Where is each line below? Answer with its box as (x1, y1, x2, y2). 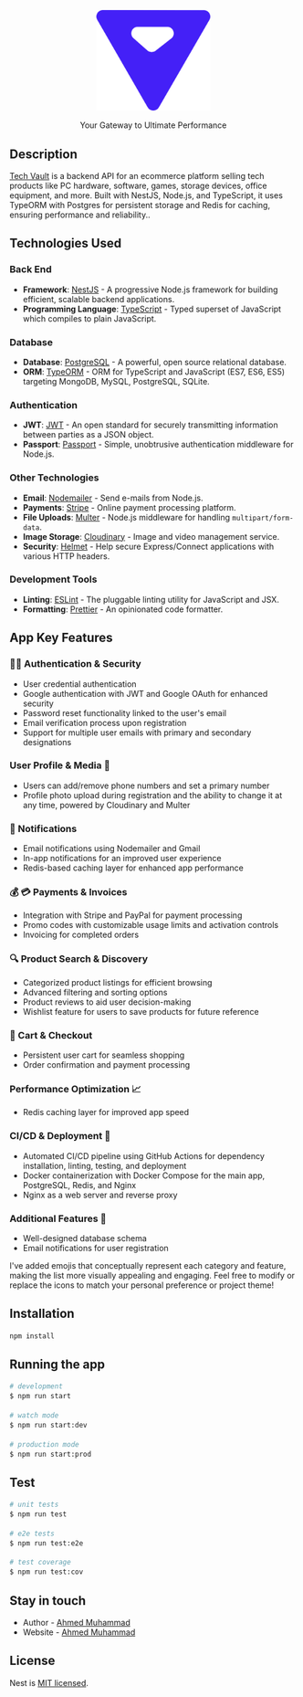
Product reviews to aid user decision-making (22, 996, 192, 1007)
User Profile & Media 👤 (9, 759, 111, 772)
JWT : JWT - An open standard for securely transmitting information (22, 419, 278, 430)
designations (22, 736, 72, 747)
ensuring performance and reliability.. (9, 209, 151, 220)
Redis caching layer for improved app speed (22, 1107, 190, 1118)
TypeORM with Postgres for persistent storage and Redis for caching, (9, 199, 271, 210)
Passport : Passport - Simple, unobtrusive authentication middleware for (22, 439, 294, 450)
